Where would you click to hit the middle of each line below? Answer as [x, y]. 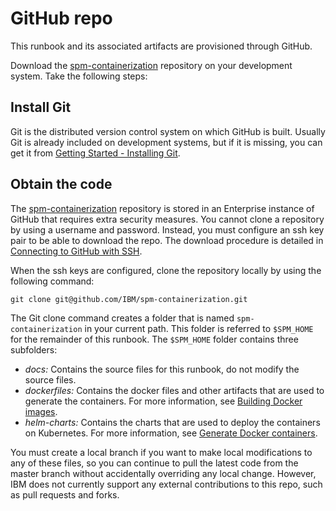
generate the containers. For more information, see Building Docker [163, 401]
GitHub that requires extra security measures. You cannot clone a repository [167, 219]
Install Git [41, 107]
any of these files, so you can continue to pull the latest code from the [154, 463]
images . [41, 411]
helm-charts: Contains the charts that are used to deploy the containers [172, 422]
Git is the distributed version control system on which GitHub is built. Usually [168, 131]
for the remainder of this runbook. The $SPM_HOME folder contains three [154, 339]
